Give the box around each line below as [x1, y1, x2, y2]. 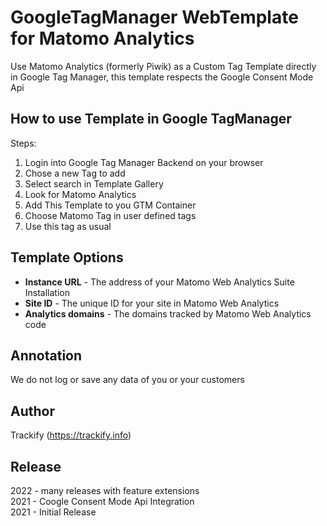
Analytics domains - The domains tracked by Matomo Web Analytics [24, 307, 312, 320]
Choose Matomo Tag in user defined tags [24, 209, 197, 221]
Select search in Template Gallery [24, 177, 164, 190]
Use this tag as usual [24, 220, 112, 232]
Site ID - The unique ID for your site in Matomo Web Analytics [24, 297, 280, 309]
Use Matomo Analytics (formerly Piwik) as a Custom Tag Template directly [10, 60, 317, 72]
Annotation [10, 347, 83, 364]
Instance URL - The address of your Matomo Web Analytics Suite [24, 276, 295, 288]
